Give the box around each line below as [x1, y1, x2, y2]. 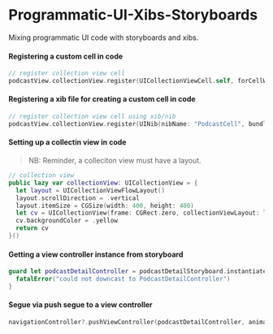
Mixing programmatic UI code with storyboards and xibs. [8, 33, 199, 42]
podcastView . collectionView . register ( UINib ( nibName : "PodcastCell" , [8, 119, 245, 128]
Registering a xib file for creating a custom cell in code [8, 94, 197, 104]
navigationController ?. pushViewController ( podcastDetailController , [8, 318, 245, 326]
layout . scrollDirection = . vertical [15, 193, 140, 202]
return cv [15, 224, 49, 232]
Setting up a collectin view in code [8, 137, 127, 147]
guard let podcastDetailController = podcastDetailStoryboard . [8, 267, 227, 275]
